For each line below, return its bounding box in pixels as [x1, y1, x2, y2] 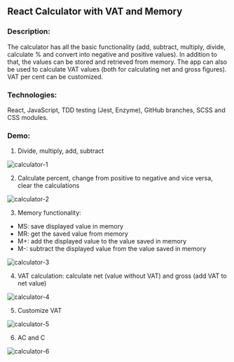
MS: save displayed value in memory [17, 222, 124, 231]
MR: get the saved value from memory [17, 229, 128, 238]
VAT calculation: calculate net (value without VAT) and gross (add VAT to [17, 271, 227, 280]
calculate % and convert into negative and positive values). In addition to [7, 50, 217, 58]
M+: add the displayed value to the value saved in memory [17, 237, 187, 246]
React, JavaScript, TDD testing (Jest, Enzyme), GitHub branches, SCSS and [7, 105, 226, 114]
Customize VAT [17, 307, 62, 315]
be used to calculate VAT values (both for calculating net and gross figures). [7, 65, 227, 73]
